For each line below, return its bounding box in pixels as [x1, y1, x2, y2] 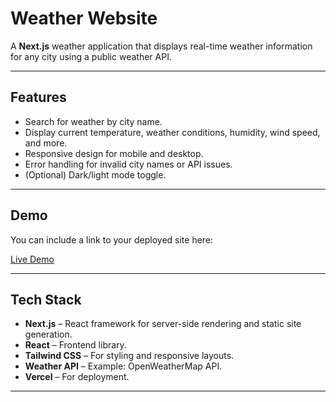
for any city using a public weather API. [10, 50, 172, 62]
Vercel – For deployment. [24, 371, 130, 383]
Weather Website [10, 7, 158, 30]
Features [10, 89, 67, 106]
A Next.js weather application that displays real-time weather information [10, 40, 313, 52]
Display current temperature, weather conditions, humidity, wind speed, [24, 126, 321, 138]
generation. [24, 328, 73, 341]
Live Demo [10, 253, 55, 265]
